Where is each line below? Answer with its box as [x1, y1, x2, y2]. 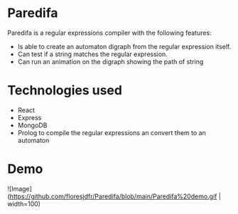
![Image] [7, 184, 32, 193]
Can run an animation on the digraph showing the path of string [17, 57, 204, 65]
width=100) [7, 199, 41, 208]
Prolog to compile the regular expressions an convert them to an [17, 128, 206, 137]
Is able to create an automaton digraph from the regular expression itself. [17, 42, 232, 50]
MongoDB [17, 121, 48, 129]
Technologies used [7, 82, 123, 99]
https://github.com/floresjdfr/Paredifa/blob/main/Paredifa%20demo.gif [9, 192, 217, 200]
